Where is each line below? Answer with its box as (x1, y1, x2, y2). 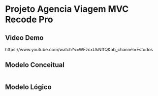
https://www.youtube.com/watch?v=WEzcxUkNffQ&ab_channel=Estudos (5, 47, 153, 52)
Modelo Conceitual (5, 61, 65, 69)
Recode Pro (5, 14, 53, 25)
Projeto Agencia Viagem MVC (5, 3, 129, 15)
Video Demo (5, 33, 44, 42)
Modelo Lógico (5, 83, 52, 92)
